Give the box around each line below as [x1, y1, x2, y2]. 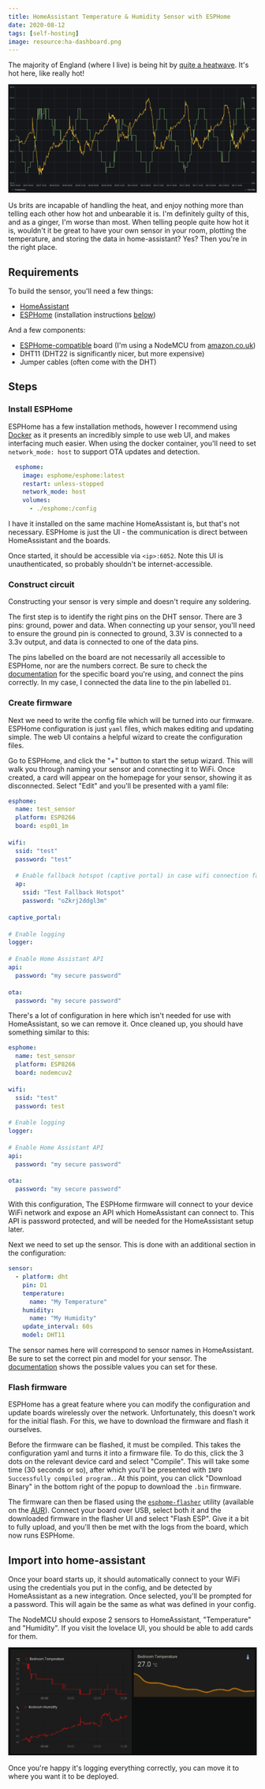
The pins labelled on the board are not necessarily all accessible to [8, 653, 226, 662]
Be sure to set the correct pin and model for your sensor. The [8, 1354, 207, 1363]
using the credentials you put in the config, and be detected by [8, 1583, 213, 1593]
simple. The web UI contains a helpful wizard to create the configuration [8, 732, 243, 741]
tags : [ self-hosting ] [8, 29, 80, 37]
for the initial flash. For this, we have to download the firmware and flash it [8, 1416, 249, 1426]
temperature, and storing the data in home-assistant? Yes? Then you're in [8, 234, 248, 244]
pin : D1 [22, 1281, 47, 1289]
